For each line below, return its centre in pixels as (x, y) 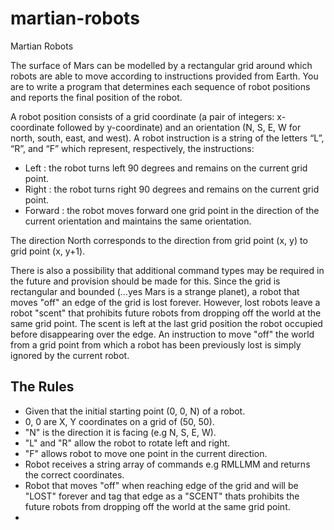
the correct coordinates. (74, 474)
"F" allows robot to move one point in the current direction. (146, 453)
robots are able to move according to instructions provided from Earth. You (164, 76)
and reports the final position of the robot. (96, 97)
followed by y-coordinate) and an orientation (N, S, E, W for (179, 127)
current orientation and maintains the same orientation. (138, 221)
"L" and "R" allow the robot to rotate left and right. (127, 443)
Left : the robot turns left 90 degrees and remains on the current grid (166, 168)
